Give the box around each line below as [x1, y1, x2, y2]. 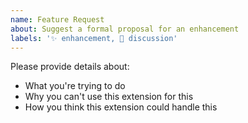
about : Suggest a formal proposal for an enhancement [10, 24, 240, 34]
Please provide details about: [10, 61, 130, 73]
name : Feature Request [10, 14, 105, 25]
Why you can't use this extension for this [24, 91, 194, 103]
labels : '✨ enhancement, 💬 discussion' [10, 33, 178, 43]
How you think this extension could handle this [24, 101, 218, 113]
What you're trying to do [24, 80, 126, 92]
